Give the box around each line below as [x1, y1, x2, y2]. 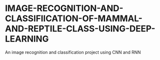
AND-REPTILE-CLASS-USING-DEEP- [5, 24, 156, 34]
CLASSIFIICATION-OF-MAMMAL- [5, 13, 143, 24]
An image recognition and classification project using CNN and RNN [5, 49, 141, 55]
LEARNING [5, 34, 49, 45]
